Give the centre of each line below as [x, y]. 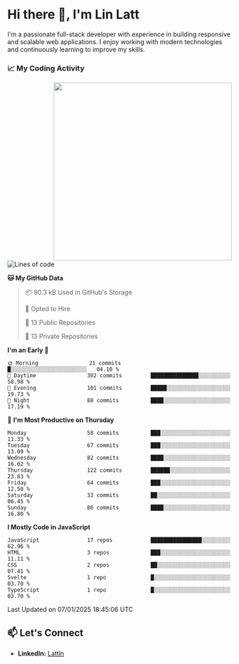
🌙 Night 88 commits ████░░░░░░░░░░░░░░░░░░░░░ [119, 401]
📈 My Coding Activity [46, 68]
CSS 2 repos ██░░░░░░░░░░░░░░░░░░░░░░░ [119, 565]
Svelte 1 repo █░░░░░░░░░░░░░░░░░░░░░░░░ [119, 578]
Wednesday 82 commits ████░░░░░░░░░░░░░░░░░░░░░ [119, 458]
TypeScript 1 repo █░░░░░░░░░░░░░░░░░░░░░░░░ [119, 590]
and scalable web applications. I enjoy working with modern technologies [115, 41]
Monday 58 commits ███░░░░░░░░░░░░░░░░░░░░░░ [119, 433]
